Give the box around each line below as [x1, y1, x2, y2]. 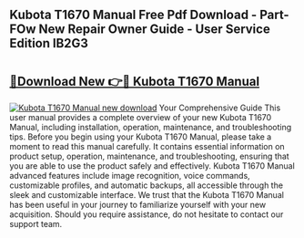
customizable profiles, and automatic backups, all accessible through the [9, 180, 284, 191]
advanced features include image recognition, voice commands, [9, 171, 250, 181]
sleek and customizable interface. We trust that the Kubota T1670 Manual [9, 190, 285, 200]
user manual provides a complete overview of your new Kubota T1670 [9, 112, 272, 122]
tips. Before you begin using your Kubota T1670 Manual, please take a [9, 131, 272, 142]
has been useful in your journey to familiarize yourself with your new [9, 200, 267, 210]
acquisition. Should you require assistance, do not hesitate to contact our [9, 209, 284, 220]
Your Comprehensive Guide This [158, 102, 281, 113]
